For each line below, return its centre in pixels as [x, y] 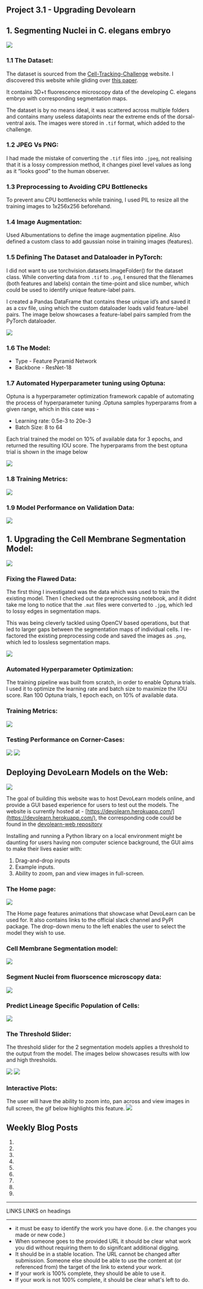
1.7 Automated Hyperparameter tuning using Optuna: [86, 383]
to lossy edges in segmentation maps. [53, 611]
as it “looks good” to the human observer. [58, 171]
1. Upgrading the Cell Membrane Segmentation [96, 539]
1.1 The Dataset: [30, 61]
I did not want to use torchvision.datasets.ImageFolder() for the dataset [95, 270]
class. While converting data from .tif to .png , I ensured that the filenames [100, 277]
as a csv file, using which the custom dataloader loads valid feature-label [97, 308]
